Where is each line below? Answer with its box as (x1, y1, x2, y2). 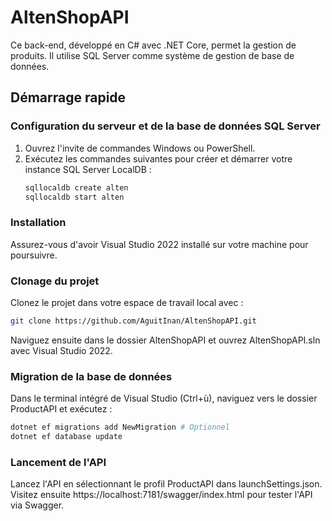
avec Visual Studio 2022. (10, 344, 113, 356)
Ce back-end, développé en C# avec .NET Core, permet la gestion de (10, 39, 297, 51)
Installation (10, 216, 67, 230)
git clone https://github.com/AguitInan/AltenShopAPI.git (10, 316, 257, 326)
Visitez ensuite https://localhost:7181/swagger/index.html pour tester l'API (10, 489, 313, 501)
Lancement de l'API (10, 455, 107, 469)
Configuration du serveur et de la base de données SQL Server (10, 119, 321, 133)
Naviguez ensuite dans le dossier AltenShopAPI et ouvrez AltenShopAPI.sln (10, 334, 321, 346)
